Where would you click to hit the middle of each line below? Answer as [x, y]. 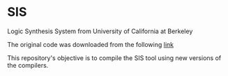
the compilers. [28, 65]
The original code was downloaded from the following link [91, 44]
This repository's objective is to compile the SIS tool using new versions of [114, 58]
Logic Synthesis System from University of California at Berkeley [100, 31]
